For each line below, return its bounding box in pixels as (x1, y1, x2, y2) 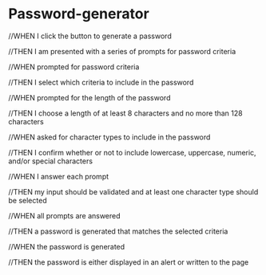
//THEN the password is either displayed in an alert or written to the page (8, 257, 249, 267)
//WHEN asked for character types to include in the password (8, 132, 211, 142)
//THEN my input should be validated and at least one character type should (8, 187, 259, 196)
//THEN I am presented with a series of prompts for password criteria (8, 46, 236, 56)
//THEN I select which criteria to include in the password (8, 77, 194, 87)
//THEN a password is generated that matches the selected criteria (8, 226, 228, 236)
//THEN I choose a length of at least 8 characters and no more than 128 (8, 108, 243, 118)
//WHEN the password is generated (8, 242, 125, 251)
